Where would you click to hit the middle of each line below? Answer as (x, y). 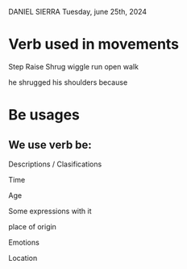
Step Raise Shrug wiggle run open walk (74, 66)
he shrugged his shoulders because (68, 82)
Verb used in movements (94, 44)
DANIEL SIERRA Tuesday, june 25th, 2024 (78, 12)
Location (23, 258)
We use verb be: (50, 145)
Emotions (24, 242)
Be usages (44, 115)
